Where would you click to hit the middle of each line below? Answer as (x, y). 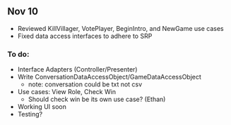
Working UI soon (42, 107)
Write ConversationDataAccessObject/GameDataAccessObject (109, 77)
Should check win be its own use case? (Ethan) (97, 99)
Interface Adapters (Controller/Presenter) (77, 70)
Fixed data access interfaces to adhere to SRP (85, 36)
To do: (18, 54)
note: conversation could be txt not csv (85, 84)
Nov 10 (23, 12)
